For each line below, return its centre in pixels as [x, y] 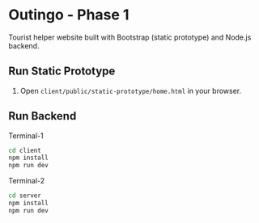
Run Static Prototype [62, 72]
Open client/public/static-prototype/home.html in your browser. [131, 90]
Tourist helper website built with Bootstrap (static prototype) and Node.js [130, 37]
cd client [25, 150]
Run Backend [42, 116]
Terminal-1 [26, 136]
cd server [25, 196]
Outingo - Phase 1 [69, 15]
